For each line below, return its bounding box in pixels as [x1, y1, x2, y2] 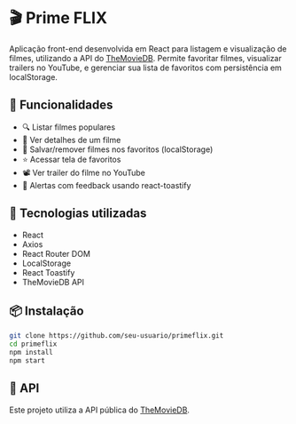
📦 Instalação [9, 303, 84, 318]
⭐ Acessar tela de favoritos [21, 154, 121, 164]
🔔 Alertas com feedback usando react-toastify [21, 180, 191, 190]
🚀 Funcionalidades [9, 98, 113, 113]
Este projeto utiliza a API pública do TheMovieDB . [9, 404, 191, 415]
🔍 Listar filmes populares [21, 122, 116, 132]
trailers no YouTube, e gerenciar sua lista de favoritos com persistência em [9, 62, 282, 73]
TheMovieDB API [21, 276, 85, 287]
